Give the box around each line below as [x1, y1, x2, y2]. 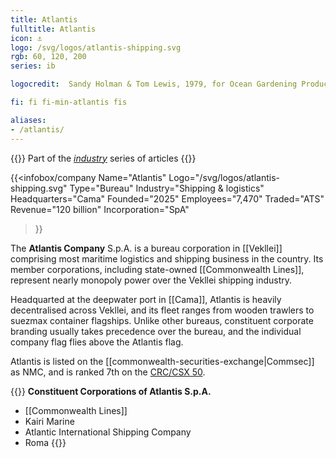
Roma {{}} [24, 436, 67, 448]
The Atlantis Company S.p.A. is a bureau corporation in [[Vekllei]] [10, 242, 283, 254]
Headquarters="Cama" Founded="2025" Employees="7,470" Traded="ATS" [10, 192, 325, 205]
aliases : [10, 115, 47, 125]
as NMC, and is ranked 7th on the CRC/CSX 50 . [10, 366, 206, 378]
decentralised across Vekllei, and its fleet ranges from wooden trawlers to [10, 304, 315, 316]
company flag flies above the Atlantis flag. [10, 336, 184, 348]
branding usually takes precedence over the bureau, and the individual [10, 325, 302, 337]
